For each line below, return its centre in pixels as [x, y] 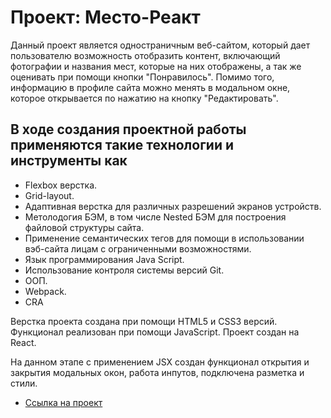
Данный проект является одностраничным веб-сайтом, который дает [160, 45]
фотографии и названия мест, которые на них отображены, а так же [156, 66]
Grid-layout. [49, 195]
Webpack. [45, 291]
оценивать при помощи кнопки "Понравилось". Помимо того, [142, 77]
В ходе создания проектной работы [128, 129]
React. [23, 342]
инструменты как [69, 161]
